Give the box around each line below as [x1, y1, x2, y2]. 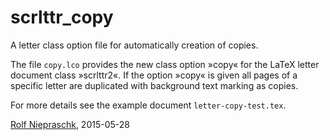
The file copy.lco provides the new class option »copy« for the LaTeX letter [10, 58, 320, 70]
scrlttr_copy [10, 6, 114, 29]
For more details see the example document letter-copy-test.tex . [10, 99, 287, 111]
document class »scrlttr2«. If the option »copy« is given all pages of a [10, 69, 298, 81]
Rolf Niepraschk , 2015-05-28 [10, 118, 130, 130]
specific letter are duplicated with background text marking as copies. [10, 79, 299, 91]
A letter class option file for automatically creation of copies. [10, 39, 259, 51]
